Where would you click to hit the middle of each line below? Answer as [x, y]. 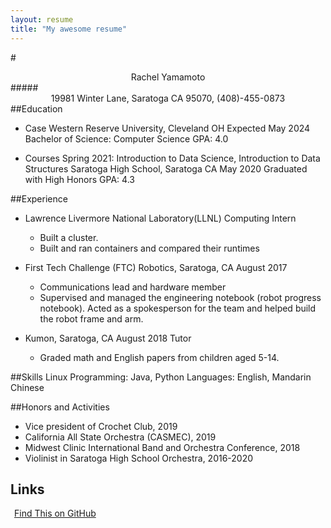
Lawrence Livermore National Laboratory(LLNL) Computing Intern [160, 218]
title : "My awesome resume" [69, 29]
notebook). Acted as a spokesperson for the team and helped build [178, 308]
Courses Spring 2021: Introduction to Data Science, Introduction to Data [172, 158]
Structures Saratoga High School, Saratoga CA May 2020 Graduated [166, 168]
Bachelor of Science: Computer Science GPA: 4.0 [126, 138]
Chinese [27, 387]
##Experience [39, 198]
